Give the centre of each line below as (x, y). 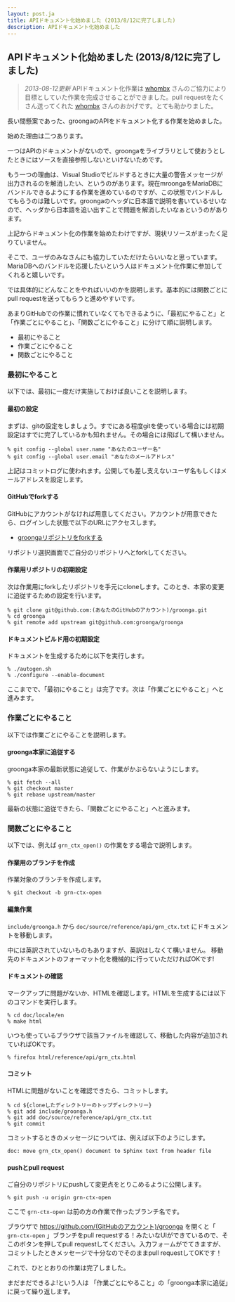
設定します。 (68, 479)
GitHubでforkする (33, 497)
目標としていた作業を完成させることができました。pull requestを (118, 97)
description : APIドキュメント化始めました (64, 27)
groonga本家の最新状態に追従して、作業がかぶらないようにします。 (105, 769)
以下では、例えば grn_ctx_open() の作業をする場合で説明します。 (101, 845)
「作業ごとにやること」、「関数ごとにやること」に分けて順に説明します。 (112, 322)
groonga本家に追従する (41, 752)
